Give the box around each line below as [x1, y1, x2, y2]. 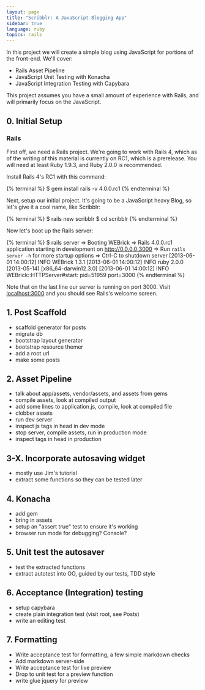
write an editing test [15, 617, 66, 624]
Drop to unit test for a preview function [15, 670, 113, 678]
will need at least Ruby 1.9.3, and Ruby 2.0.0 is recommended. [6, 161, 163, 168]
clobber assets [15, 409, 53, 417]
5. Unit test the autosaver [6, 547, 105, 557]
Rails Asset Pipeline [15, 67, 65, 74]
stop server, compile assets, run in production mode [15, 429, 147, 436]
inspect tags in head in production [15, 436, 102, 443]
